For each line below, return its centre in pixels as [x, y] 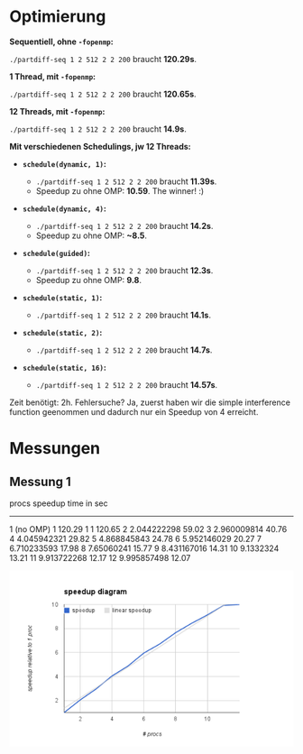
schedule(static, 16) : [64, 367]
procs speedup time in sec [59, 503]
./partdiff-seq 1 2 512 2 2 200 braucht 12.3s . [124, 270]
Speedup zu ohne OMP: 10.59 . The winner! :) [120, 190]
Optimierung [58, 17]
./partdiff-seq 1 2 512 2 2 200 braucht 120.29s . [103, 59]
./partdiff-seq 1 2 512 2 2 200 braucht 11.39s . [126, 181]
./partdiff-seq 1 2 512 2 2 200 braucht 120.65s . [103, 94]
